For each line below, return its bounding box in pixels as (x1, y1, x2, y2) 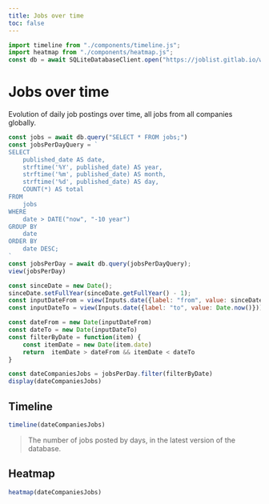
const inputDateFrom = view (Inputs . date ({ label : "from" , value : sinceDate (8, 297, 263, 305)
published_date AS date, (22, 155, 106, 164)
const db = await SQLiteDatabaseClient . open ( (8, 56, 163, 64)
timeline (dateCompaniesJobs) (8, 421, 106, 429)
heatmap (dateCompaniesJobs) (8, 488, 102, 496)
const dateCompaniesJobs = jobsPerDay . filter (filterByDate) (8, 370, 214, 378)
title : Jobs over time (8, 11, 84, 20)
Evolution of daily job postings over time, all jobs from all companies (8, 110, 233, 119)
